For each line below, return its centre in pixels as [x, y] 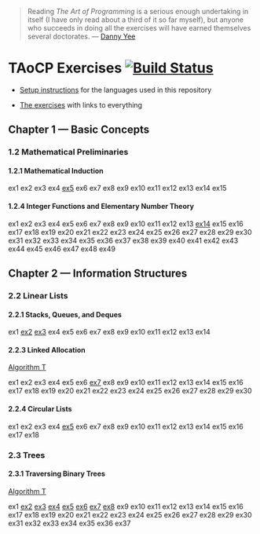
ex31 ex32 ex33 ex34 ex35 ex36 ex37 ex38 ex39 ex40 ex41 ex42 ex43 [123, 240]
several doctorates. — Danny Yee [81, 36]
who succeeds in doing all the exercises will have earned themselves [139, 28]
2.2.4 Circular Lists [40, 408]
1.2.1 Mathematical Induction [56, 170]
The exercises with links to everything [81, 104]
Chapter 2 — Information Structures [98, 274]
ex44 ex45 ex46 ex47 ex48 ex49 [62, 249]
